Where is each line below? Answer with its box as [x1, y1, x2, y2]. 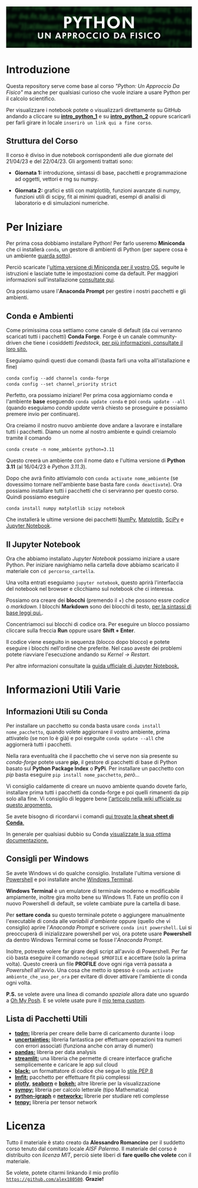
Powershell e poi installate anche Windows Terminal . [6, 876, 134, 883]
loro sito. [6, 346, 28, 353]
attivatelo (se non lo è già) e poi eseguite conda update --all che [6, 735, 164, 742]
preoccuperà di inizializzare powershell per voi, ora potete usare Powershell [6, 930, 192, 937]
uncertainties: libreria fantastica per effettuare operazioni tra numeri [14, 1036, 182, 1043]
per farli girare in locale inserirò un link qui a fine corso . [6, 119, 153, 126]
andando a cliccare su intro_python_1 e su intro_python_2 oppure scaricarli [6, 113, 192, 120]
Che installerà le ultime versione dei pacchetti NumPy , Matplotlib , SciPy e [6, 516, 184, 523]
